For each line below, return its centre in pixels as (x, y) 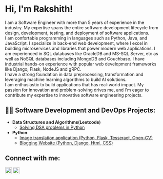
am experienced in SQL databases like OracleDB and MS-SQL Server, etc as (82, 53)
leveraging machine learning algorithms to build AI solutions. (66, 80)
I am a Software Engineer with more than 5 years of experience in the (75, 22)
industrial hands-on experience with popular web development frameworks (81, 64)
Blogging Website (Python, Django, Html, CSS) (66, 143)
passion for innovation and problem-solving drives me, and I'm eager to (77, 90)
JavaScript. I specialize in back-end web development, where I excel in (76, 43)
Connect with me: (33, 158)
